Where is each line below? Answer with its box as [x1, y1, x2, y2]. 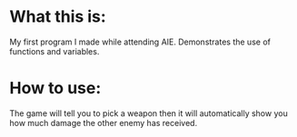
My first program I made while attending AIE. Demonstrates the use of [9, 36, 271, 47]
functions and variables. [9, 45, 100, 56]
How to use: [9, 78, 102, 99]
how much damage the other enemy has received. [9, 117, 198, 128]
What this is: [9, 6, 106, 27]
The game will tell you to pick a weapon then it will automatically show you [9, 107, 288, 119]
